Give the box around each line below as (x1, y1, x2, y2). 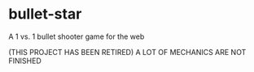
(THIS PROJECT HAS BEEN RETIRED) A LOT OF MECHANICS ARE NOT (8, 47, 247, 57)
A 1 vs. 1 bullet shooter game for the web (8, 32, 145, 41)
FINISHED (8, 56, 42, 66)
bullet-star (8, 5, 82, 23)
